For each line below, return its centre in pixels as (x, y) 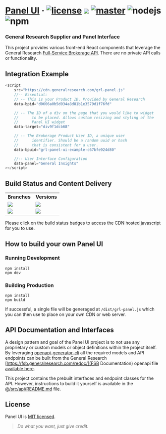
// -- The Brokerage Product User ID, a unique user (70, 136)
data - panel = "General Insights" (46, 163)
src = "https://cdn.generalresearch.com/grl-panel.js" (70, 90)
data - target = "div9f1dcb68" (42, 127)
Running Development (33, 258)
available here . (20, 368)
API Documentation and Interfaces (59, 330)
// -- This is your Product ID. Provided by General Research (80, 99)
